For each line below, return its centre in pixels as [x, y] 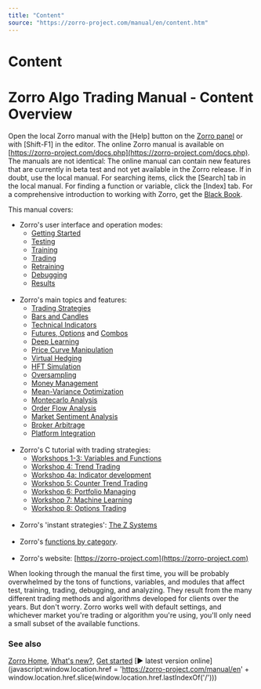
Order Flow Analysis [63, 408]
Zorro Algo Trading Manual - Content [131, 97]
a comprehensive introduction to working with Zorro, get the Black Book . [125, 194]
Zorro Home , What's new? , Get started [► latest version [98, 661]
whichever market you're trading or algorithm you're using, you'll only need [130, 615]
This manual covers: [41, 210]
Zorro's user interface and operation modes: [91, 224]
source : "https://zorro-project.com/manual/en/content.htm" [109, 23]
